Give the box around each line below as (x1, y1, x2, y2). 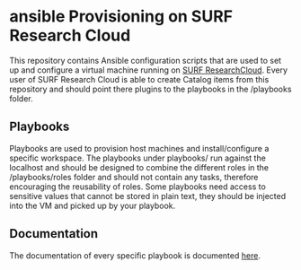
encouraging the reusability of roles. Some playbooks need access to (9, 181, 267, 192)
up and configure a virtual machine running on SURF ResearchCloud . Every (9, 65, 288, 75)
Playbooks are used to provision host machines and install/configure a (9, 143, 270, 153)
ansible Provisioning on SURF (9, 6, 234, 27)
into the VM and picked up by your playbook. (9, 200, 176, 211)
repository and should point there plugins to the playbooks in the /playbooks (9, 83, 292, 94)
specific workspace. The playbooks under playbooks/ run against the (9, 152, 267, 163)
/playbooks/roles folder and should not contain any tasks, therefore (9, 171, 259, 182)
